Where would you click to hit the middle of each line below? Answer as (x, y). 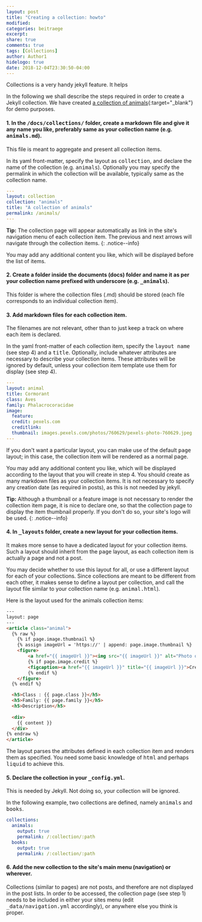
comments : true (25, 46)
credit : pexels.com (36, 422)
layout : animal (25, 388)
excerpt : (17, 34)
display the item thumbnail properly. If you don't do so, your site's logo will (98, 511)
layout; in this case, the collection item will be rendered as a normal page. (97, 456)
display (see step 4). (32, 372)
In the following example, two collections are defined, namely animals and (99, 802)
